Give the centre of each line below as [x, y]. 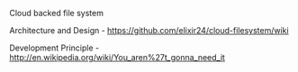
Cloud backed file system [56, 13]
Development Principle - [54, 48]
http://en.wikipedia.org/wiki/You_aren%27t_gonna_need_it [117, 57]
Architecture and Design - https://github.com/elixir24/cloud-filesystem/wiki [149, 30]
